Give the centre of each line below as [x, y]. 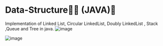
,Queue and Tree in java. [30, 28]
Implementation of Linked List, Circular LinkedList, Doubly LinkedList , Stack [81, 23]
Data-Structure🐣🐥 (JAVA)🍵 [61, 10]
